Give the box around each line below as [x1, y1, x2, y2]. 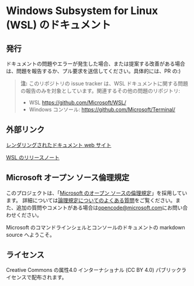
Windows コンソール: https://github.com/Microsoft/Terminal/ [29, 106, 175, 113]
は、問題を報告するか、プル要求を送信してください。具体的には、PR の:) [6, 67, 181, 74]
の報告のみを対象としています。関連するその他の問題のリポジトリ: [20, 87, 181, 94]
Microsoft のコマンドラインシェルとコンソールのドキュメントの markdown [6, 224, 185, 231]
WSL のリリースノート [6, 154, 60, 161]
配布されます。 [31, 274, 67, 281]
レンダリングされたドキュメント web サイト [6, 141, 112, 148]
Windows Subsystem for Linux [6, 4, 158, 18]
